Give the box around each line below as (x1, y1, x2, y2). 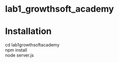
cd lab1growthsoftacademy (5, 42, 60, 48)
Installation (5, 26, 52, 37)
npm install (5, 47, 27, 53)
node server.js (5, 52, 34, 58)
